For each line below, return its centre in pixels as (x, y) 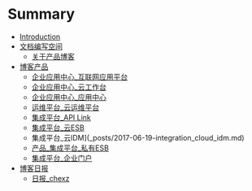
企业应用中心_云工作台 (69, 87)
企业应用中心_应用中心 (69, 97)
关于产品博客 (53, 56)
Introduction (40, 37)
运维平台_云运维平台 (65, 107)
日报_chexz (50, 178)
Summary (41, 14)
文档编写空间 (41, 46)
